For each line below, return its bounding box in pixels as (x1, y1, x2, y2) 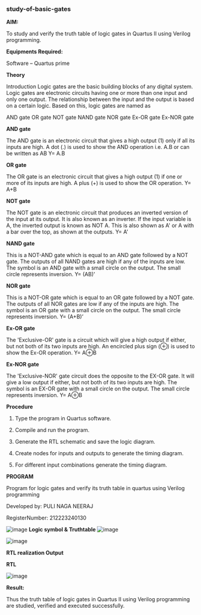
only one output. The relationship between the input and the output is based (6, 95, 194, 103)
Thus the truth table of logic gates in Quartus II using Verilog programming (6, 596, 190, 603)
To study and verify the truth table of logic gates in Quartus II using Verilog (6, 30, 191, 37)
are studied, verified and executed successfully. (6, 602, 125, 610)
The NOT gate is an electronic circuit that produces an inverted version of (6, 209, 188, 216)
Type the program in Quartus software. (14, 415, 112, 422)
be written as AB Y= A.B (6, 150, 65, 157)
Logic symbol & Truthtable (29, 526, 96, 533)
